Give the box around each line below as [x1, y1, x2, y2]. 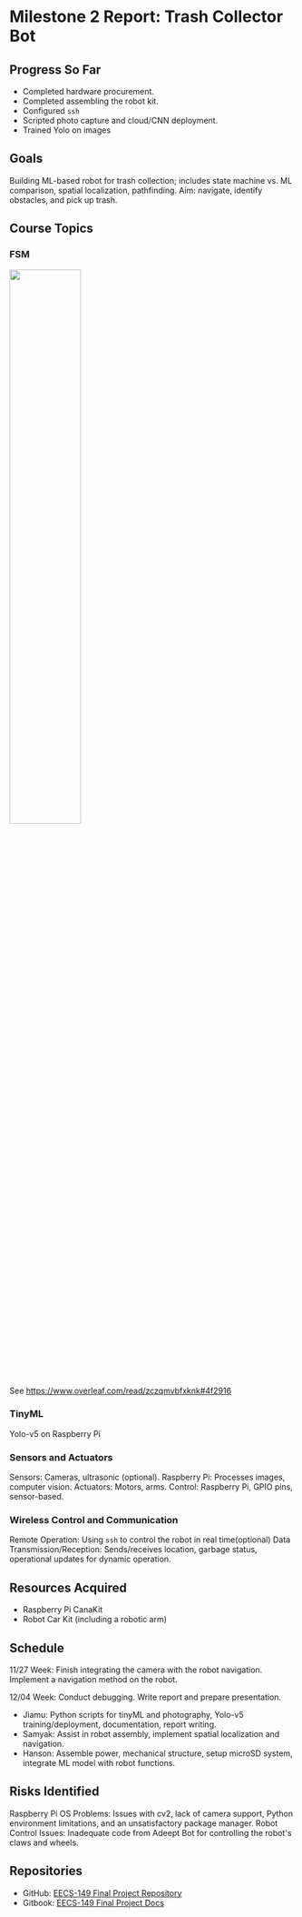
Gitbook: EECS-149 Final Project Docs [22, 1897, 165, 1908]
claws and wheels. [9, 1837, 79, 1848]
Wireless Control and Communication [9, 1514, 179, 1527]
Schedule [9, 1640, 65, 1656]
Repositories [9, 1863, 83, 1879]
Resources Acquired [9, 1580, 127, 1595]
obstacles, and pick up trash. [9, 194, 118, 206]
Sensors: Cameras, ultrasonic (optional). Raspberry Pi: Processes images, [9, 1471, 286, 1483]
